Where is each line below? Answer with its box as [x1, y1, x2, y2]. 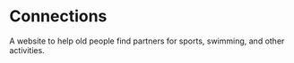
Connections [9, 6, 108, 27]
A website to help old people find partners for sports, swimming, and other [9, 35, 285, 46]
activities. [9, 44, 45, 55]
